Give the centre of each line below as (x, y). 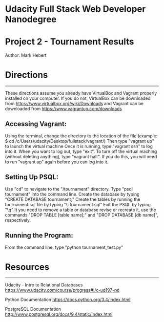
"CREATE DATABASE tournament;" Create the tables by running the (73, 199)
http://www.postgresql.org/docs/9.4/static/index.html (59, 314)
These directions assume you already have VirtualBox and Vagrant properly (81, 93)
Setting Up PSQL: (32, 177)
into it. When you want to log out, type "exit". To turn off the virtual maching (81, 151)
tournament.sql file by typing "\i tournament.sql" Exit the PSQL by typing (78, 204)
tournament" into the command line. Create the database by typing (72, 194)
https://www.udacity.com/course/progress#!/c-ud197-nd (62, 290)
